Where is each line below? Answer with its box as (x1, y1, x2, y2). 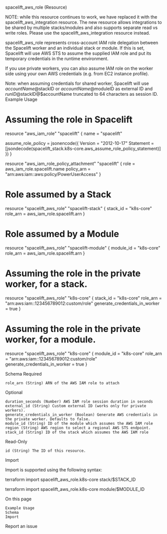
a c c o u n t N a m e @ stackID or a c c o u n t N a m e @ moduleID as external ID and (5, 86, 153, 92)
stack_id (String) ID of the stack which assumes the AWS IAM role (5, 430, 149, 435)
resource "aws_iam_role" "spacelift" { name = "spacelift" (5, 130, 122, 136)
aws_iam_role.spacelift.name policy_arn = (5, 165, 91, 172)
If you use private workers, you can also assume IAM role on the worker (5, 65, 153, 71)
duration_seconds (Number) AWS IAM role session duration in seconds (5, 399, 153, 404)
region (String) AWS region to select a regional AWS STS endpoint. (5, 425, 151, 430)
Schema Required (5, 371, 42, 377)
